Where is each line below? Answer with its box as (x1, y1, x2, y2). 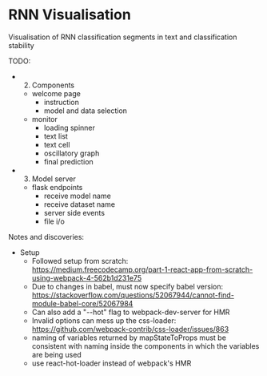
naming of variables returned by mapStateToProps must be (31, 333, 226, 342)
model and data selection (43, 106, 128, 115)
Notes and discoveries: (8, 232, 85, 241)
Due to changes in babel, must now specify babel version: (31, 281, 224, 291)
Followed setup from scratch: (31, 256, 129, 265)
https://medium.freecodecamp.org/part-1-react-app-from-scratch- (31, 265, 253, 274)
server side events (43, 208, 106, 217)
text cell (43, 139, 70, 149)
